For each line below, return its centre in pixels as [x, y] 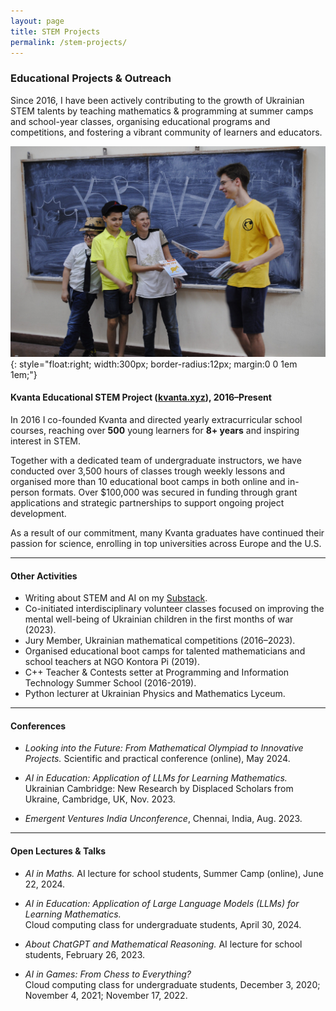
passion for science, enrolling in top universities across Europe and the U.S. [166, 544]
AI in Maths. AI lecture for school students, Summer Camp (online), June [174, 873]
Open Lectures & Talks [58, 851]
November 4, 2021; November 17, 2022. [106, 995]
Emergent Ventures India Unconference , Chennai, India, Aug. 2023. [163, 819]
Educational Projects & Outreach [91, 78]
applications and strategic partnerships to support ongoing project [147, 503]
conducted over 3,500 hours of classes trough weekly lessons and [147, 471]
